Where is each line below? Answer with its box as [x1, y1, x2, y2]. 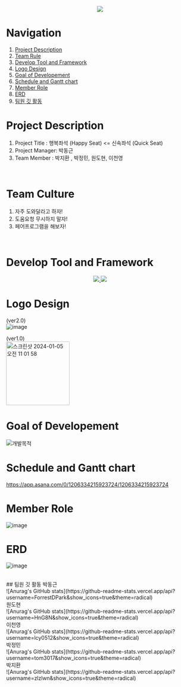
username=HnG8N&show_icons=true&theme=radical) [6, 614, 139, 621]
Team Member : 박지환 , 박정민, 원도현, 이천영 [14, 154, 123, 161]
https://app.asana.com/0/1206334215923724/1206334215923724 [6, 481, 169, 488]
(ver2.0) [6, 317, 26, 324]
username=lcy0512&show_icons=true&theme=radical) [6, 634, 139, 642]
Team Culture [6, 187, 75, 201]
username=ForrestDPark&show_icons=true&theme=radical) [6, 594, 153, 601]
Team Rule [14, 52, 41, 59]
